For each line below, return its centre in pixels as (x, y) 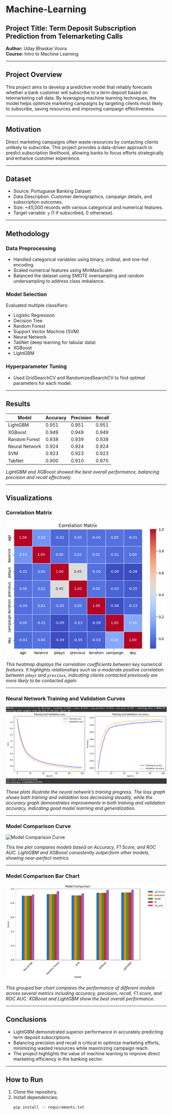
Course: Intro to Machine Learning (42, 54)
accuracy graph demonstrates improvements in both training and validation (85, 803)
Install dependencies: (36, 1097)
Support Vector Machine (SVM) (46, 332)
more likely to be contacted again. (42, 681)
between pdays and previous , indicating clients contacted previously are (82, 675)
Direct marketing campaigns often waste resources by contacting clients (82, 142)
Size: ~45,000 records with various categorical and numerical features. (88, 207)
